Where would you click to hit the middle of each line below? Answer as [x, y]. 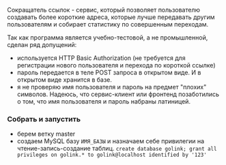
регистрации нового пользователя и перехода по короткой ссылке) [116, 65]
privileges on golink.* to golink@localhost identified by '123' [112, 155]
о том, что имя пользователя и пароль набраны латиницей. [104, 101]
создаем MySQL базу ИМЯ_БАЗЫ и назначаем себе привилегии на [111, 141]
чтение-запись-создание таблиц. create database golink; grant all [117, 149]
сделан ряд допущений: [42, 45]
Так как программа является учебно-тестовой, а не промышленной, [108, 37]
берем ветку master [46, 134]
